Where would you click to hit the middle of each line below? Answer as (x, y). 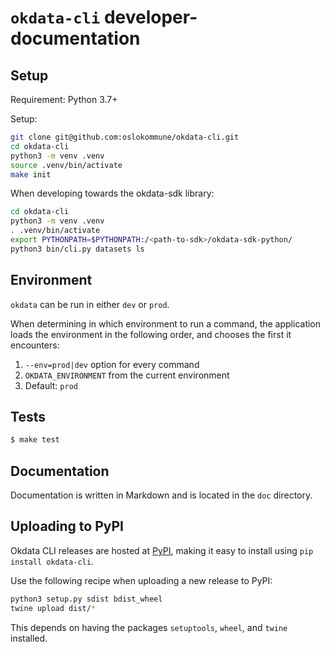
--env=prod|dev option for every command (112, 364)
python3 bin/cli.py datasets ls (77, 249)
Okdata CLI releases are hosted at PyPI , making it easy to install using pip (162, 550)
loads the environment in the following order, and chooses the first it (151, 334)
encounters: (35, 345)
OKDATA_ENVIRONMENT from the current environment (127, 375)
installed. (29, 638)
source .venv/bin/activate (66, 165)
